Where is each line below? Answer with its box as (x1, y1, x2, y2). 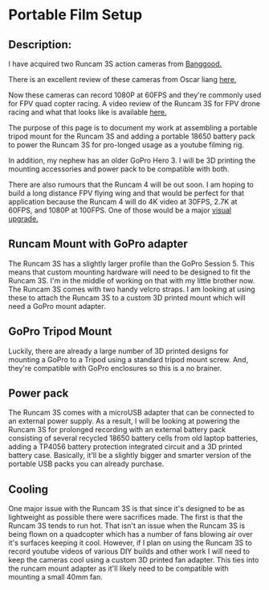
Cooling (8, 482, 49, 496)
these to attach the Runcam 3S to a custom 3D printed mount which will (8, 292, 247, 303)
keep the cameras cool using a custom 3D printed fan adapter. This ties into (8, 555, 259, 565)
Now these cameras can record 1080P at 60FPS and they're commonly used (8, 90, 262, 100)
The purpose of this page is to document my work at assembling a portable (8, 123, 258, 132)
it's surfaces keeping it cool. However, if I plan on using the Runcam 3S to (8, 538, 253, 548)
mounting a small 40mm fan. (8, 572, 103, 582)
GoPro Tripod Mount (8, 324, 112, 339)
